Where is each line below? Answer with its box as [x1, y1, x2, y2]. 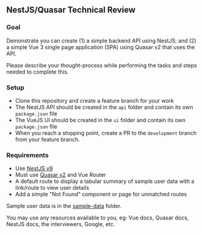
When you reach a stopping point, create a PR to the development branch [15, 129, 197, 136]
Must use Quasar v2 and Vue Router [15, 171, 106, 179]
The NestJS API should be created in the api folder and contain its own [15, 103, 193, 111]
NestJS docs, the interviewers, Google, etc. [6, 221, 115, 228]
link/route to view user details [15, 184, 89, 191]
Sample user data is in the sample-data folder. [6, 202, 122, 210]
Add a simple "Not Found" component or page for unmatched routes [15, 191, 187, 198]
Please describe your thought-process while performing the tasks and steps [6, 61, 198, 69]
